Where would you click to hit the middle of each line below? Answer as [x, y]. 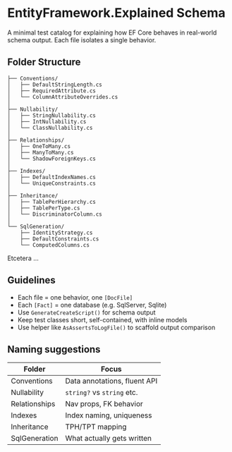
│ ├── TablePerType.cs [44, 208]
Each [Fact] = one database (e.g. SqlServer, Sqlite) [92, 305]
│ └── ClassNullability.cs [50, 128]
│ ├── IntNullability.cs [47, 121]
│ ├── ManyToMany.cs [41, 152]
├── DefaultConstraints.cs [60, 239]
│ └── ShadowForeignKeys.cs [52, 159]
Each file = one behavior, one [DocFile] [75, 297]
